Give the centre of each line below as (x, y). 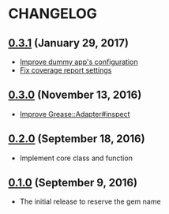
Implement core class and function (76, 158)
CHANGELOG (53, 14)
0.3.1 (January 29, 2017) (68, 43)
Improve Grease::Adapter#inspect (75, 114)
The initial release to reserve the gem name (90, 201)
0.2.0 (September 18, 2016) (77, 139)
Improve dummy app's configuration (79, 62)
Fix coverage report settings (66, 70)
